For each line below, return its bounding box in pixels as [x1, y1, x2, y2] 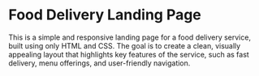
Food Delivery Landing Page [8, 6, 201, 24]
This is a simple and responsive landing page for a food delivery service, [8, 32, 252, 42]
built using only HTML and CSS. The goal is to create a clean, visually [8, 40, 241, 50]
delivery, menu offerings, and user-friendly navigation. [8, 58, 191, 68]
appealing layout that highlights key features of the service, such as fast [8, 49, 249, 59]
